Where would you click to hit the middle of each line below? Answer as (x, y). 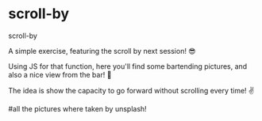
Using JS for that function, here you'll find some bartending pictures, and (128, 66)
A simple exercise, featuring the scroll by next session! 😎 (102, 51)
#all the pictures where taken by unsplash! (77, 108)
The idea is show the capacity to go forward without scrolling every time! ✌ (131, 90)
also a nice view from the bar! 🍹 (60, 74)
